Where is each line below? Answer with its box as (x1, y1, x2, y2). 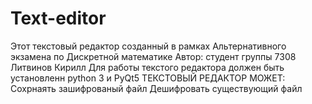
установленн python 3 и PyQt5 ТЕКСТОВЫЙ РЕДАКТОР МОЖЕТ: (10, 72, 286, 84)
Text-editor (10, 7, 107, 30)
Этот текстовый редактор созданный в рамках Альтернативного (10, 40, 287, 52)
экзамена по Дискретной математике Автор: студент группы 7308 (10, 50, 297, 62)
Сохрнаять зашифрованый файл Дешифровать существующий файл (10, 82, 303, 94)
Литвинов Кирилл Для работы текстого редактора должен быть (10, 61, 285, 73)
